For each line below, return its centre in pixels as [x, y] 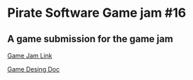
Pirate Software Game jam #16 [97, 13]
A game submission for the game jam [90, 39]
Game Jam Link [30, 55]
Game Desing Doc [34, 69]
